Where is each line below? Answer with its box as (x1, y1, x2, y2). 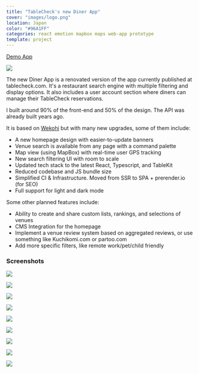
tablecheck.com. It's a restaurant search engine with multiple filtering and (6, 82, 189, 89)
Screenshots (6, 257, 44, 265)
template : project (6, 37, 52, 43)
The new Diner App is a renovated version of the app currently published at (6, 76, 192, 83)
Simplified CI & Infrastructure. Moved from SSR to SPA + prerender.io (14, 174, 186, 181)
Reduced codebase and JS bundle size (14, 168, 112, 175)
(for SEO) (14, 181, 38, 187)
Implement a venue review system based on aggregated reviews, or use (14, 229, 193, 236)
